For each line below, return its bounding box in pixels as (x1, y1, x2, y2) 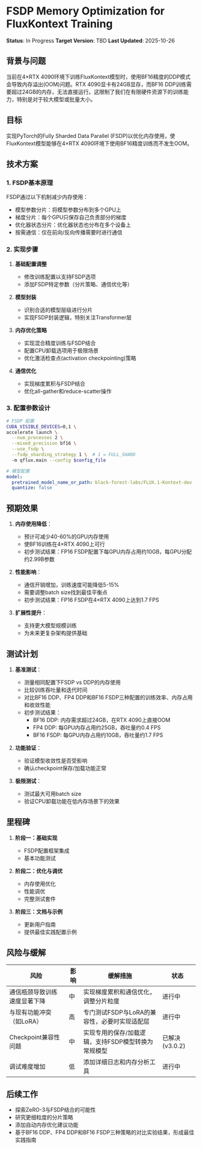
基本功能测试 (23, 854, 56, 862)
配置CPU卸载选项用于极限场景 (23, 346, 99, 354)
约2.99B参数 (23, 556, 55, 563)
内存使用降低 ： (14, 520, 52, 528)
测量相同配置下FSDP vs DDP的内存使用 (23, 678, 121, 686)
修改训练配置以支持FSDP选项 (23, 273, 96, 280)
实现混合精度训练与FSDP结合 (23, 339, 96, 346)
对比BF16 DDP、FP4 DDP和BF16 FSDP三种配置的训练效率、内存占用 (23, 693, 193, 701)
